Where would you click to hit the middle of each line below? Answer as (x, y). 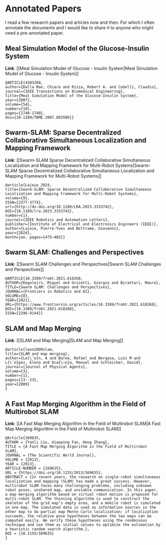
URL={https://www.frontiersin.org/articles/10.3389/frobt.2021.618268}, (82, 305)
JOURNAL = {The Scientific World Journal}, (51, 455)
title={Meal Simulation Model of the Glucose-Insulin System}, (72, 96)
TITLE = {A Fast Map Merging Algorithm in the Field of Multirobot (76, 447)
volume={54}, (19, 104)
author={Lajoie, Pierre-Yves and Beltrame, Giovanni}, (63, 228)
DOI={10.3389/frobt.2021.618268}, (41, 309)
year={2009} (17, 384)
